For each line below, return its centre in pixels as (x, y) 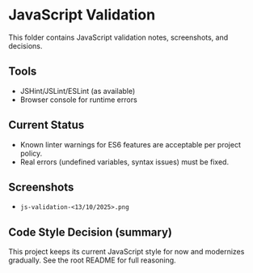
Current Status (46, 125)
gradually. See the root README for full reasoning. (92, 260)
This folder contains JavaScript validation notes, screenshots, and (118, 37)
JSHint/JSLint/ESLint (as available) (78, 91)
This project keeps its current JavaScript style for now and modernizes (126, 252)
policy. (31, 153)
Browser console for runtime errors (78, 100)
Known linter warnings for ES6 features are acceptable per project (130, 144)
